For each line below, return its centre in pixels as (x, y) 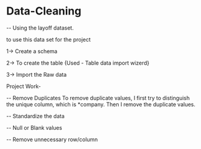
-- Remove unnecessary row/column (52, 139)
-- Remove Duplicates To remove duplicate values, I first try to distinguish (98, 98)
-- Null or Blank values (34, 127)
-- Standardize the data (35, 116)
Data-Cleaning (44, 11)
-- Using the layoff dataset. (40, 28)
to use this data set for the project (48, 39)
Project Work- (24, 86)
